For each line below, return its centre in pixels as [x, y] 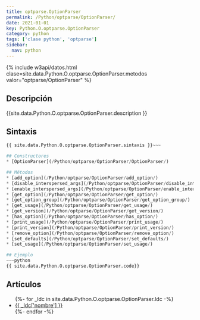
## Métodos [20, 172]
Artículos [24, 285]
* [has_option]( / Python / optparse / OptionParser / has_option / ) [82, 217]
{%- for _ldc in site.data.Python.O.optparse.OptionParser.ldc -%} [94, 299]
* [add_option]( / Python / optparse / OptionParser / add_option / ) [82, 178]
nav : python [26, 51]
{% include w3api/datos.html [42, 67]
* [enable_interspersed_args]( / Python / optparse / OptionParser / [85, 189]
